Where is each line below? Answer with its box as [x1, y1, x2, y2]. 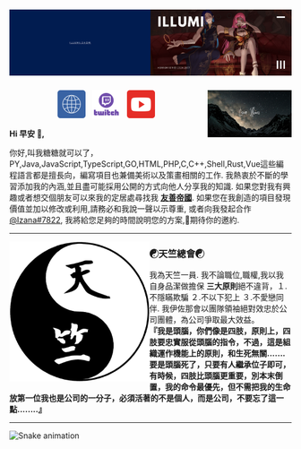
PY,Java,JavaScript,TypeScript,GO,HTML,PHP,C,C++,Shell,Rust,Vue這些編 [9, 158, 285, 169]
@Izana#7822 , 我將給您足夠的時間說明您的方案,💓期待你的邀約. [9, 214, 240, 225]
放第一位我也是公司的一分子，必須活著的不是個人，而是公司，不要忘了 [9, 393, 269, 403]
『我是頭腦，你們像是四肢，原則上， [149, 325, 283, 336]
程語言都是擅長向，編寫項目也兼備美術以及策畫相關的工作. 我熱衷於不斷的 [9, 169, 280, 180]
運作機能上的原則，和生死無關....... [156, 348, 286, 358]
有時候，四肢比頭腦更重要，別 [149, 370, 260, 381]
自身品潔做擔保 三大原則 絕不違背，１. [149, 281, 288, 291]
